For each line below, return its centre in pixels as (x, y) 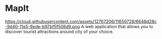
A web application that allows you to (117, 26)
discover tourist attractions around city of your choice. (59, 31)
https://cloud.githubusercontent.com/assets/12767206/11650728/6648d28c (81, 21)
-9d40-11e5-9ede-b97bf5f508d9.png (42, 26)
